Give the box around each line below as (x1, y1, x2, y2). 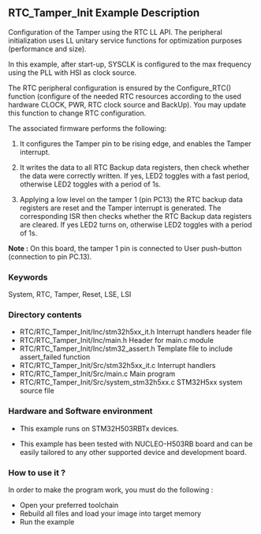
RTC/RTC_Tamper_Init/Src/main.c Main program (19, 369, 176, 378)
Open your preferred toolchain (19, 501, 119, 510)
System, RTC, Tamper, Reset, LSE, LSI (8, 290, 132, 299)
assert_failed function (19, 352, 91, 362)
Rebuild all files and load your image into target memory (19, 509, 202, 518)
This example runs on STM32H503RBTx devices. (19, 423, 179, 433)
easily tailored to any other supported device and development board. (19, 447, 247, 457)
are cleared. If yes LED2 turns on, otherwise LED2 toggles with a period (19, 220, 252, 229)
